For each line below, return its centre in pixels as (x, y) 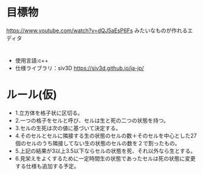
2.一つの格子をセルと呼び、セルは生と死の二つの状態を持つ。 (92, 121)
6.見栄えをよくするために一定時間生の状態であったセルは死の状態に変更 (105, 159)
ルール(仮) (32, 95)
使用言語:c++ (32, 61)
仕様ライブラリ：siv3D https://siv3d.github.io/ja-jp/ (79, 68)
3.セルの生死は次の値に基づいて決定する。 (68, 128)
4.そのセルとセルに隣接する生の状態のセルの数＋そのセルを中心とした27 (106, 136)
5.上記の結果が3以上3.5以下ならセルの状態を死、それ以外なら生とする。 (105, 151)
